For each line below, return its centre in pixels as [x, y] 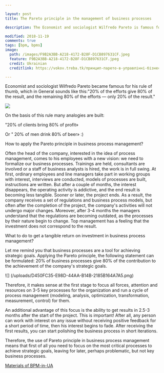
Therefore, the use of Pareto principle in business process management [77, 341]
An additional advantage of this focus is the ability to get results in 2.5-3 [78, 310]
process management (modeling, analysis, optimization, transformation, [77, 296]
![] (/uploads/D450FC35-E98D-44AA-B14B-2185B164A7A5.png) [70, 275]
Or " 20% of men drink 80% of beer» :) [44, 134]
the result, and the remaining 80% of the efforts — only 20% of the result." [80, 97]
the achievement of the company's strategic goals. [56, 266]
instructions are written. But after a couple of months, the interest [71, 185]
